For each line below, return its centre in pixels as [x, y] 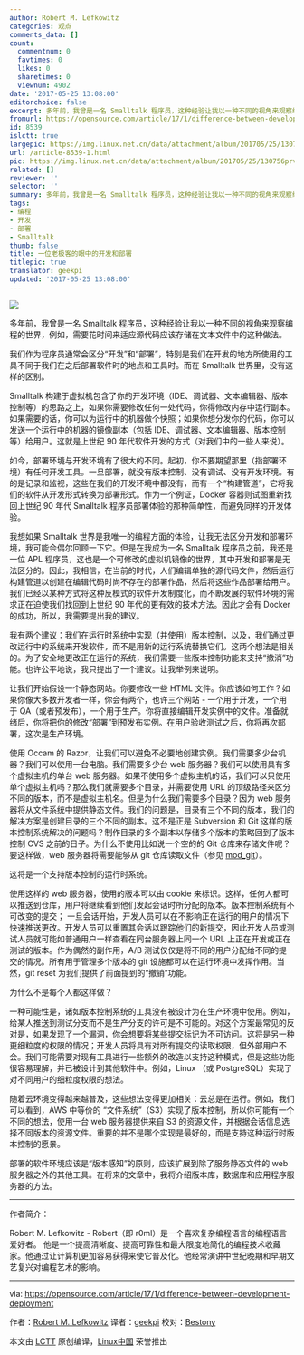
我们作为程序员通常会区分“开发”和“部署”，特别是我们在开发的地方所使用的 [147, 354]
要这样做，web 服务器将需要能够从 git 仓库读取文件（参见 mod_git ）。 [138, 854]
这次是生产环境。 [57, 733]
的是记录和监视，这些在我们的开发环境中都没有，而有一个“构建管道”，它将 [148, 483]
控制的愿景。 [41, 1144]
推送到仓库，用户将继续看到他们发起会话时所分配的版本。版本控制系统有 [152, 904]
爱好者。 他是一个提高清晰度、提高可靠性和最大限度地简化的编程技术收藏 [145, 1244]
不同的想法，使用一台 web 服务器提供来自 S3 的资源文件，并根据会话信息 [146, 1121]
